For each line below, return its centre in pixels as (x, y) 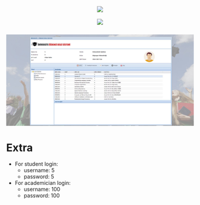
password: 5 (39, 176)
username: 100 (42, 190)
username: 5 (39, 171)
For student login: (36, 164)
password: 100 (42, 195)
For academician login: (43, 183)
